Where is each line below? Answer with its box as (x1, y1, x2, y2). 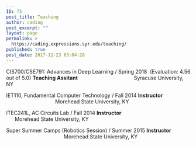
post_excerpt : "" (6, 25, 49, 31)
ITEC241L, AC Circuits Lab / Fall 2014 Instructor (6, 109, 122, 116)
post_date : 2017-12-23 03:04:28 (6, 52, 85, 58)
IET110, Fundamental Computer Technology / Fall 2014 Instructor (6, 92, 163, 99)
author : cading (6, 19, 43, 25)
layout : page (6, 30, 38, 36)
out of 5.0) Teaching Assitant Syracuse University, (6, 74, 184, 81)
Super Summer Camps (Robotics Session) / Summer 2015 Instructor (6, 127, 171, 134)
